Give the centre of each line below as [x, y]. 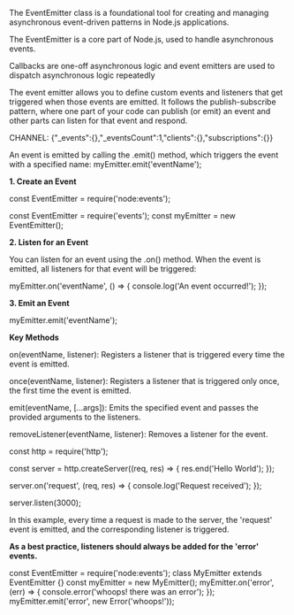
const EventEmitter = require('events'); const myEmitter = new [123, 215]
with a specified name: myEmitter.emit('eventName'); [106, 164]
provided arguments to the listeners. [75, 417]
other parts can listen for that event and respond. [98, 120]
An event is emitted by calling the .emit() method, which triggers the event [144, 155]
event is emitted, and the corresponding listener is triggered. [119, 529]
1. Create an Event [43, 181]
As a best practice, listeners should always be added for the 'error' [134, 546]
